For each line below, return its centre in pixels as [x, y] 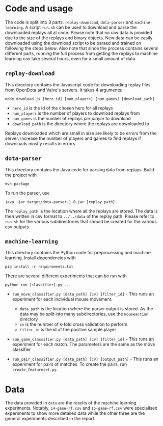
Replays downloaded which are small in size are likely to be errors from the [81, 133]
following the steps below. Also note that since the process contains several [82, 48]
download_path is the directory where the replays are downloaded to [81, 124]
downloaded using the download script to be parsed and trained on [73, 43]
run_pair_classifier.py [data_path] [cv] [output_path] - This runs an [85, 359]
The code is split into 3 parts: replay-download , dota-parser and [69, 22]
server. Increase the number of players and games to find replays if [73, 138]
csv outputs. [18, 227]
